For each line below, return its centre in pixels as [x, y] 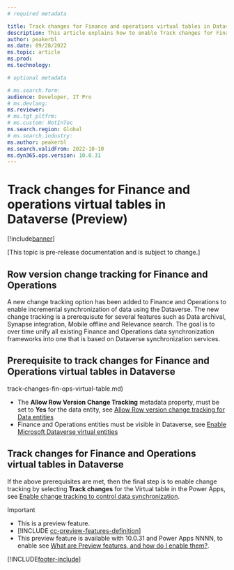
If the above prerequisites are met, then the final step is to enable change [112, 481]
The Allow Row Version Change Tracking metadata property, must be [118, 402]
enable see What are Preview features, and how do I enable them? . [113, 546]
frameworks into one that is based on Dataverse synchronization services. [114, 339]
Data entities [36, 417]
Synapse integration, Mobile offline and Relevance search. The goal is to [111, 324]
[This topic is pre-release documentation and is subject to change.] [104, 253]
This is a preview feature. [54, 523]
